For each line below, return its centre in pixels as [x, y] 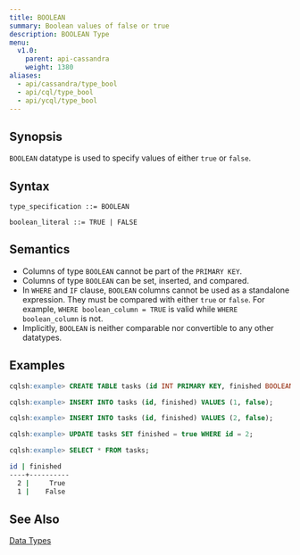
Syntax [29, 186]
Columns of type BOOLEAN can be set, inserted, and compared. [136, 280]
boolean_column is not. [62, 319]
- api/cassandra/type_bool [67, 84]
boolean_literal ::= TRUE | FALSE [74, 222]
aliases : [25, 76]
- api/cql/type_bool [55, 92]
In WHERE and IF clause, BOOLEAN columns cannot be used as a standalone [156, 290]
